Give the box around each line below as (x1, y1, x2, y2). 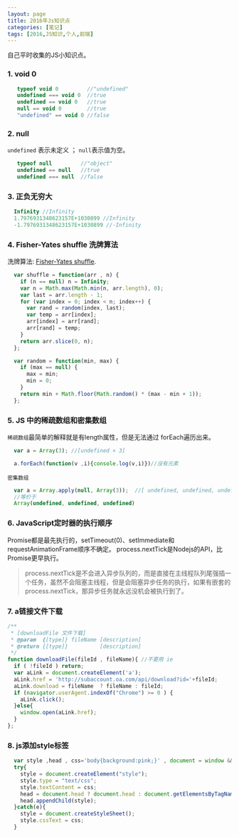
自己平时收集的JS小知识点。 (7, 51, 90, 59)
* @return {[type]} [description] (10, 643, 142, 650)
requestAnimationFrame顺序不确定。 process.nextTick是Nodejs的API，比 (7, 544, 223, 553)
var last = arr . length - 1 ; (20, 291, 103, 298)
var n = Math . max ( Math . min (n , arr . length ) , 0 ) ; (20, 285, 164, 292)
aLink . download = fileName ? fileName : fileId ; (14, 682, 164, 689)
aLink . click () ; (20, 696, 65, 703)
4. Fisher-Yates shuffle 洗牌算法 (7, 240, 119, 250)
